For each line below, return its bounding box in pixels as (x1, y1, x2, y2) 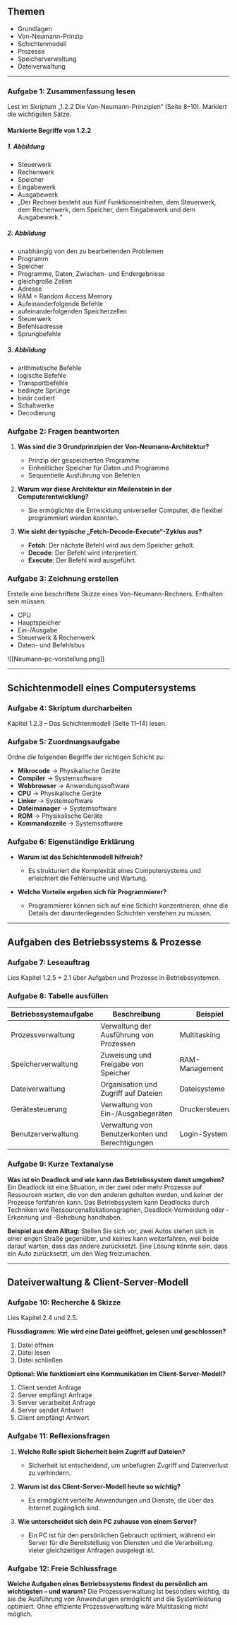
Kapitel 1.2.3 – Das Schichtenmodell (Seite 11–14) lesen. (7, 719, 167, 727)
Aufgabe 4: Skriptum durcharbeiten (7, 703, 133, 713)
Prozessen (100, 1039, 136, 1049)
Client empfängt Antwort (17, 1413, 90, 1422)
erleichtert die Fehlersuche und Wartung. (28, 874, 148, 883)
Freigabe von (100, 1059, 145, 1069)
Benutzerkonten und (100, 1129, 168, 1139)
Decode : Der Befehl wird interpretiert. (28, 548, 138, 557)
